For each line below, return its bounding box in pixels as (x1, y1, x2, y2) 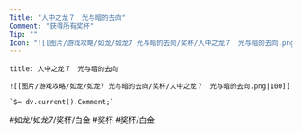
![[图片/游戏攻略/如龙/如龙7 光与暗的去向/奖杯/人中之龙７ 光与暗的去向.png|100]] (9, 82, 290, 91)
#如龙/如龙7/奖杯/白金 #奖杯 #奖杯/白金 (9, 114, 155, 126)
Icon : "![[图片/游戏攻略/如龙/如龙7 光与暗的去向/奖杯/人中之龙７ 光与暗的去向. (9, 38, 283, 48)
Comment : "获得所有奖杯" (9, 22, 94, 31)
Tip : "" (9, 30, 39, 39)
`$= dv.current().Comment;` (9, 98, 115, 107)
